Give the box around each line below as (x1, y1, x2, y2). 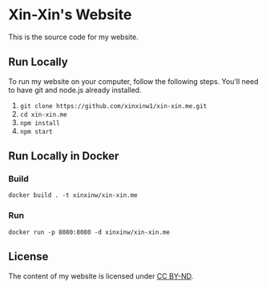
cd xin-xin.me (19, 110, 67, 118)
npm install (19, 118, 60, 127)
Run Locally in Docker (8, 150, 119, 163)
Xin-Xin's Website (8, 6, 132, 24)
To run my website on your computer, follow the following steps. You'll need (8, 76, 259, 86)
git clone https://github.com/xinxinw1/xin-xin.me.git (19, 102, 208, 110)
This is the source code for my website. (8, 32, 139, 42)
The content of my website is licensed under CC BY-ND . (8, 271, 194, 281)
